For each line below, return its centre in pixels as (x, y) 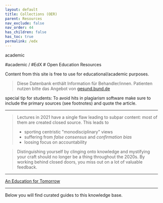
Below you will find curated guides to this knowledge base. (64, 195)
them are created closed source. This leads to (63, 122)
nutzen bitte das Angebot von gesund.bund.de (63, 89)
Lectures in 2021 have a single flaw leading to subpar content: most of (87, 117)
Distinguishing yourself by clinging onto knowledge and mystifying (83, 151)
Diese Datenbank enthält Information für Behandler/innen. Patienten (85, 83)
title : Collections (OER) (31, 14)
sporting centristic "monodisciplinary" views (68, 131)
